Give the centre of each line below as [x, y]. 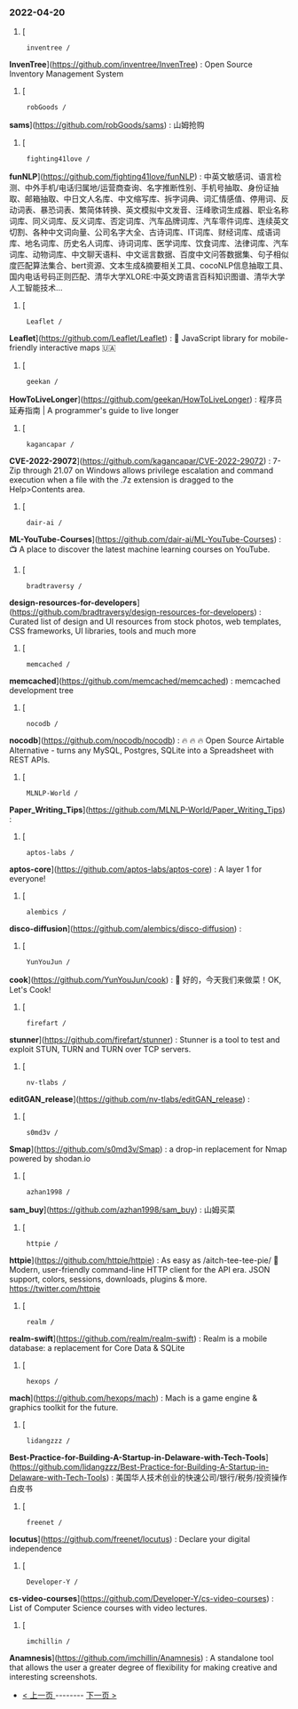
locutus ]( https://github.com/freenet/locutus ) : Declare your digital [130, 1539]
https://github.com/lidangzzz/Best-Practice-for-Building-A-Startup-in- [141, 1467]
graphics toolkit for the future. [64, 1408]
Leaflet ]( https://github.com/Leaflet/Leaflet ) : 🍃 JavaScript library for [134, 339]
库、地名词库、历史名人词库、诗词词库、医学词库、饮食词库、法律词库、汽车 [149, 244]
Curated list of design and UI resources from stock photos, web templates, [145, 622]
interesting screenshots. [53, 1677]
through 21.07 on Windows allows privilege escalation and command [148, 471]
